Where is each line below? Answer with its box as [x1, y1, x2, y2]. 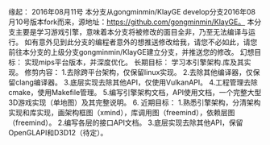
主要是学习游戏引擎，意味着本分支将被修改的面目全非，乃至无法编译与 [15, 27, 248, 36]
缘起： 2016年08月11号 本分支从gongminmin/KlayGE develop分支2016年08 [8, 7, 256, 16]
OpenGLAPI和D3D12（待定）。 [8, 128, 108, 137]
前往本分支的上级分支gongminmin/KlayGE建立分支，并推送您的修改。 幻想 [8, 48, 255, 56]
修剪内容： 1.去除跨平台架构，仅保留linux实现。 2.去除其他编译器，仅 [23, 68, 254, 77]
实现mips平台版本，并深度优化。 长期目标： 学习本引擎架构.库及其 [23, 57, 244, 67]
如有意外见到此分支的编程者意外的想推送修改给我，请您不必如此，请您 [23, 37, 258, 47]
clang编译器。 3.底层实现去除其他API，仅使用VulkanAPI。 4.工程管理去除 [15, 77, 258, 87]
